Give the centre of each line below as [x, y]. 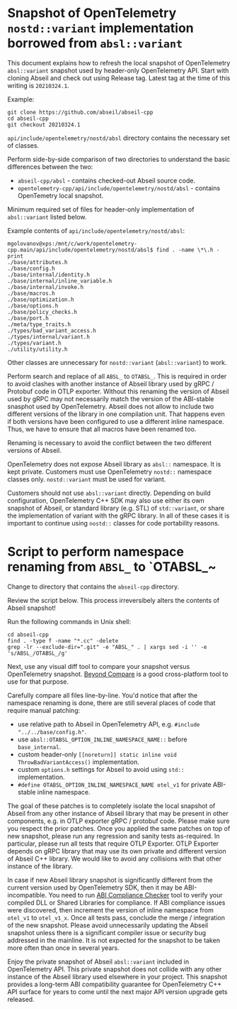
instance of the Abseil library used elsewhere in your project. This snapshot [117, 976]
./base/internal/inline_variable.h [60, 281]
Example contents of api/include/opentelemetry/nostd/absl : [96, 230]
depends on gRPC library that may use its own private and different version [117, 851]
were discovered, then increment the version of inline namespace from [110, 910]
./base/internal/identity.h [49, 275]
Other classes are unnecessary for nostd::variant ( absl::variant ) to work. [117, 362]
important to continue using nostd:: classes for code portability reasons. [114, 523]
